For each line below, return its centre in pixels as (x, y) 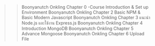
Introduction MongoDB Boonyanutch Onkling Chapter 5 (77, 28)
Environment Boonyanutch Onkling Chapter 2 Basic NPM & (81, 12)
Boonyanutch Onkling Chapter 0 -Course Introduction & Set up (85, 7)
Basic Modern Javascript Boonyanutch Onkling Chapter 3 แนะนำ (86, 17)
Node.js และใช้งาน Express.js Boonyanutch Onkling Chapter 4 (82, 23)
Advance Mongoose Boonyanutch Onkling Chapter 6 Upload (83, 34)
